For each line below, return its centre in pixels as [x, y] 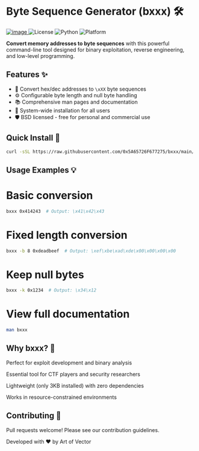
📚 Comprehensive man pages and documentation [76, 102]
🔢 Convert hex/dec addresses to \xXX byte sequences [80, 89]
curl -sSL [18, 152]
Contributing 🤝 [34, 416]
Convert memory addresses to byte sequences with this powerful [88, 43]
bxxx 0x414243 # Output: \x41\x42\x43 [55, 211]
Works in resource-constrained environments [62, 397]
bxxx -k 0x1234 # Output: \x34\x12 [51, 290]
